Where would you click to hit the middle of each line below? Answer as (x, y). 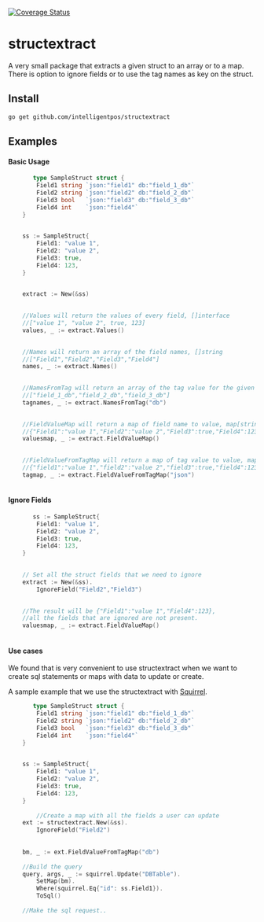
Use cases (26, 651)
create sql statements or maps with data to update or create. (106, 677)
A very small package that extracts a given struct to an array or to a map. (126, 65)
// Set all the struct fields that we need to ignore (112, 575)
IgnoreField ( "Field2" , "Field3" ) (90, 589)
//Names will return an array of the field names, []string (123, 352)
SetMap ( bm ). (56, 881)
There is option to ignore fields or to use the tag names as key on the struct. (131, 74)
